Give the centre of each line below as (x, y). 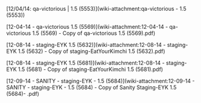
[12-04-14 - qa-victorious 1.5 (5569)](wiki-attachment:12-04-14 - (87, 27)
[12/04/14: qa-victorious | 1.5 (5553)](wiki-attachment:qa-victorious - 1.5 (97, 9)
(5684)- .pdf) (23, 94)
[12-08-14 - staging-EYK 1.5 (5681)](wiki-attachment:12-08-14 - (85, 63)
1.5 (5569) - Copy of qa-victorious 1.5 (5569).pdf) (94, 33)
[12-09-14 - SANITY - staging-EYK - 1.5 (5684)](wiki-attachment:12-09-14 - (101, 81)
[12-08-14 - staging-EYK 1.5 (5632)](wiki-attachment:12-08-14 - (86, 45)
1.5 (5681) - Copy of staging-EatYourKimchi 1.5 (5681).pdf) (91, 69)
